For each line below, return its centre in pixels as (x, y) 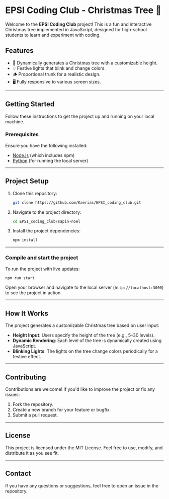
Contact (18, 474)
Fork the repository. (33, 404)
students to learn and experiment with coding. (53, 35)
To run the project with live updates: (43, 269)
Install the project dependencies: (47, 231)
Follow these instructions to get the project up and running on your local (80, 116)
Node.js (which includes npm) (44, 155)
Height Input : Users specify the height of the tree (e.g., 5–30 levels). (83, 335)
